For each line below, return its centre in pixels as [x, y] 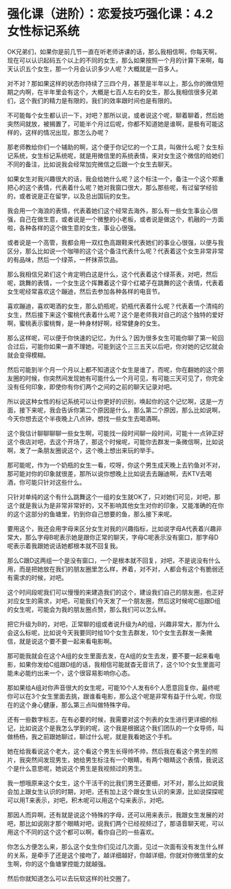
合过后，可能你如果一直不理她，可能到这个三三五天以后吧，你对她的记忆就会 [115, 346]
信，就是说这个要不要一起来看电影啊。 [61, 641]
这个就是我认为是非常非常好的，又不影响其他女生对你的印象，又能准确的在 [112, 505]
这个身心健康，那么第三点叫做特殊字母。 [76, 705]
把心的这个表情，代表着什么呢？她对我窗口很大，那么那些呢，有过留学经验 [112, 187]
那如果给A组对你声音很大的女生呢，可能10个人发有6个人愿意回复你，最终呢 [113, 688]
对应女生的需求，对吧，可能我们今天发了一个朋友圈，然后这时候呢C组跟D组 [114, 601]
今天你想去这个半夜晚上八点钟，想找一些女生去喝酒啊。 [85, 418]
